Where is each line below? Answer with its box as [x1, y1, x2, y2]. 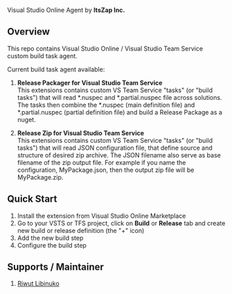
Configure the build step [17, 241, 87, 249]
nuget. [17, 115, 36, 123]
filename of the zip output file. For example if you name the [17, 158, 186, 166]
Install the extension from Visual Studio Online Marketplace [17, 211, 186, 220]
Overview [7, 26, 51, 37]
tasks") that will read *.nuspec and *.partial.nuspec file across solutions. [17, 93, 222, 101]
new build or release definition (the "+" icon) [17, 226, 145, 234]
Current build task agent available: [7, 65, 105, 73]
